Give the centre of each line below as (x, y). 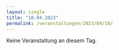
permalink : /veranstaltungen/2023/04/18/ (60, 23)
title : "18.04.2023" (33, 18)
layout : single (26, 12)
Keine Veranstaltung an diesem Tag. (52, 41)
